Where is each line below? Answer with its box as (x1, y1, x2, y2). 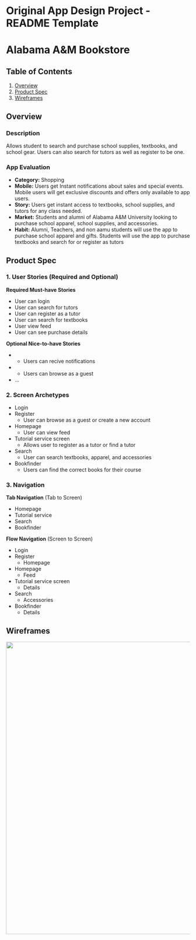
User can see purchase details (14, 329, 88, 336)
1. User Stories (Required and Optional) (6, 273, 118, 281)
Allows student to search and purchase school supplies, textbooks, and (6, 142, 178, 149)
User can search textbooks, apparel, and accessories (23, 454, 152, 461)
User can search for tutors (14, 304, 78, 311)
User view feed (14, 322, 51, 329)
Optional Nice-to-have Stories (6, 340, 80, 347)
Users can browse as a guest (23, 370, 94, 377)
